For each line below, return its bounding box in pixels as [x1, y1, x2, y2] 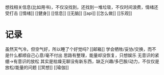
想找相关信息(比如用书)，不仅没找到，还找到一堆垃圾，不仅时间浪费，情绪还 [5, 4, 159, 10]
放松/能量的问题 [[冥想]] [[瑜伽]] [5, 64, 69, 70]
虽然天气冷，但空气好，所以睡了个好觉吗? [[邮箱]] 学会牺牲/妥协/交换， [5, 46, 148, 52]
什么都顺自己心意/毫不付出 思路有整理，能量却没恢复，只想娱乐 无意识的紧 [9, 52, 159, 58]
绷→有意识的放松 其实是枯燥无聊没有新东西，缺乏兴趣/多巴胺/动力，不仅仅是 [5, 58, 160, 64]
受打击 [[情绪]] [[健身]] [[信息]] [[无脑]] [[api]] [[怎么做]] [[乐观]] [5, 10, 132, 16]
